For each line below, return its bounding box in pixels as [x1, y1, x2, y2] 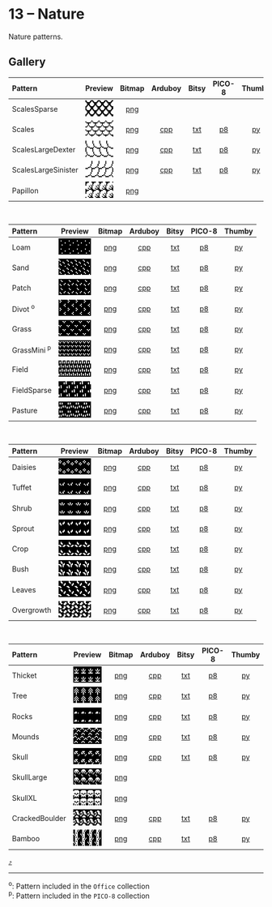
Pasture [11, 405, 38, 415]
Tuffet [11, 483, 32, 493]
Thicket [11, 670, 37, 680]
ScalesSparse [11, 104, 58, 113]
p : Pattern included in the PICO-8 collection [8, 889, 150, 901]
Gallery [8, 55, 46, 69]
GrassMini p [11, 344, 51, 355]
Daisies [11, 463, 36, 472]
